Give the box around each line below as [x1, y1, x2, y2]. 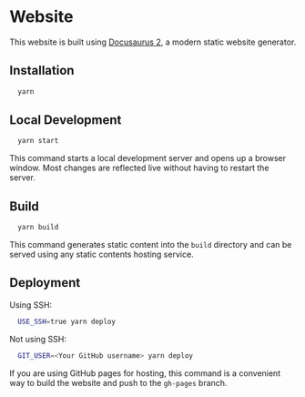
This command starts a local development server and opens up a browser [9, 153, 287, 164]
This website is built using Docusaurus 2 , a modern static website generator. [9, 36, 297, 47]
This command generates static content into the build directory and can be [9, 239, 292, 249]
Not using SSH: [9, 333, 66, 344]
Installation [9, 63, 75, 78]
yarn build [17, 223, 59, 232]
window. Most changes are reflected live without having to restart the [9, 162, 269, 174]
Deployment [9, 275, 81, 290]
